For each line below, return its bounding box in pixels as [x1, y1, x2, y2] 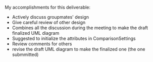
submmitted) [12, 51, 39, 57]
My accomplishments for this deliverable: [5, 5, 91, 10]
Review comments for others [12, 41, 72, 47]
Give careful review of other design [12, 20, 86, 25]
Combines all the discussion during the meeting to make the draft [12, 25, 148, 31]
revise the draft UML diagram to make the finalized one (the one [12, 46, 145, 52]
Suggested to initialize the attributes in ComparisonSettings [12, 35, 136, 41]
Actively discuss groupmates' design [12, 14, 89, 20]
